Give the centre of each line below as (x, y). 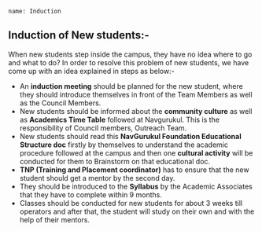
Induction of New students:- (79, 35)
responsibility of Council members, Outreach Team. (103, 128)
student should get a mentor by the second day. (97, 178)
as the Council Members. (60, 103)
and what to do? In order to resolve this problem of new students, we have (129, 62)
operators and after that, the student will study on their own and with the (137, 211)
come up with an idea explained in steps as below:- (91, 71)
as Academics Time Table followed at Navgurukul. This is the (120, 119)
